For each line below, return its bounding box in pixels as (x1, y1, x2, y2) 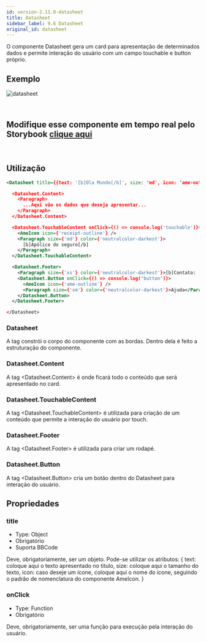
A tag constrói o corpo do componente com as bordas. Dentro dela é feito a (6, 338, 197, 345)
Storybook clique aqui (6, 129, 93, 140)
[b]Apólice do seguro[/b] (22, 242, 89, 248)
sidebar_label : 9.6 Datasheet (6, 20, 84, 26)
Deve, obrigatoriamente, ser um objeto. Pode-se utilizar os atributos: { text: (6, 556, 196, 563)
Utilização (6, 163, 46, 174)
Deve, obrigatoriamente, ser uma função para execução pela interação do (6, 623, 193, 630)
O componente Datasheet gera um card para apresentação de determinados (6, 43, 200, 50)
